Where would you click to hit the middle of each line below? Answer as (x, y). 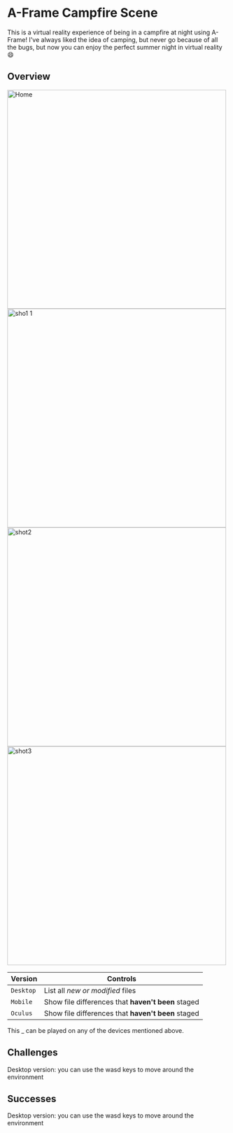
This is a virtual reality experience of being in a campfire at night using (109, 32)
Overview (29, 77)
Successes (32, 1098)
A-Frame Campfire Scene (83, 13)
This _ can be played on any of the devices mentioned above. (96, 1030)
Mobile (22, 1002)
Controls (122, 978)
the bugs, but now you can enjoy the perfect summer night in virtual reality (115, 47)
